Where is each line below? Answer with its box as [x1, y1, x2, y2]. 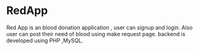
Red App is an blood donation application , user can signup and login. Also [6, 24, 193, 31]
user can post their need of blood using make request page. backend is [6, 30, 186, 37]
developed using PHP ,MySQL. [6, 37, 83, 44]
